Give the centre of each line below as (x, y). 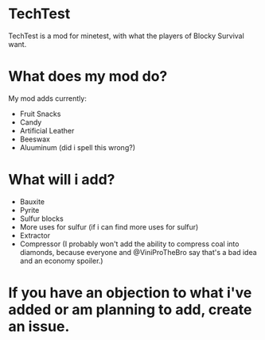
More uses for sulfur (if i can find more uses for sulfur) (109, 226)
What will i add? (62, 180)
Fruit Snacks (40, 114)
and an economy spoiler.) (61, 261)
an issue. (39, 326)
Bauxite (32, 201)
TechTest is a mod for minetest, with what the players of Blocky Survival (126, 36)
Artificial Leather (47, 130)
